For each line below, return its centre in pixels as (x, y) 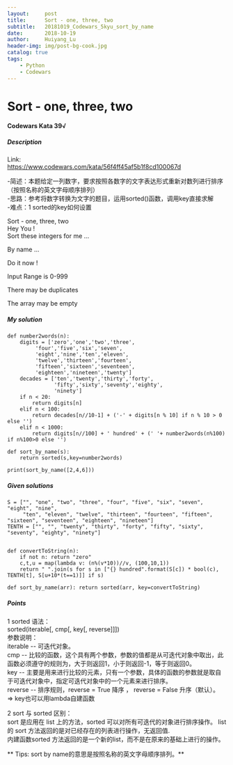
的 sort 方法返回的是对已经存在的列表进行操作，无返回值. (89, 731)
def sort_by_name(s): (39, 452)
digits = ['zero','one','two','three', (78, 342)
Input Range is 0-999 (38, 276)
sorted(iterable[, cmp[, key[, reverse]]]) (63, 629)
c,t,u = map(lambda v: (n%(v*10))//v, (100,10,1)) (95, 563)
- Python (32, 65)
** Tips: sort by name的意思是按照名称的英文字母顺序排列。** (96, 754)
